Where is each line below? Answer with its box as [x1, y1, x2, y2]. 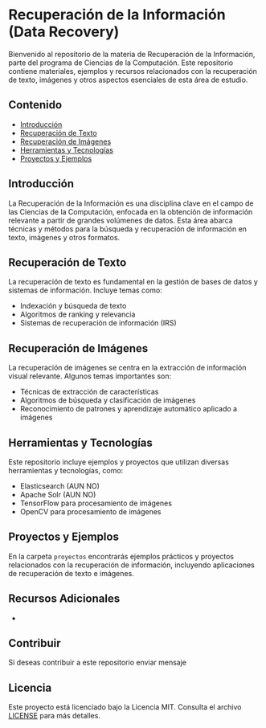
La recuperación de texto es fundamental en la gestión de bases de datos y [8, 277, 259, 287]
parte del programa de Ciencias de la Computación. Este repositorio [8, 58, 234, 67]
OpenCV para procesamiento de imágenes [19, 507, 162, 516]
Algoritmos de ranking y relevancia [19, 309, 136, 319]
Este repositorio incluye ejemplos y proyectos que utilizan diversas [8, 457, 229, 467]
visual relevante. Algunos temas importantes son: [8, 371, 171, 381]
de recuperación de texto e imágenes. [8, 568, 134, 578]
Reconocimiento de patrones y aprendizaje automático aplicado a [19, 404, 238, 414]
